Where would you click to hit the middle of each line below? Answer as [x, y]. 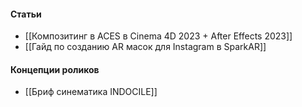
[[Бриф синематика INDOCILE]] [91, 92]
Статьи [26, 14]
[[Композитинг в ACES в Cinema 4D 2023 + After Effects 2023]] [158, 36]
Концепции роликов [55, 69]
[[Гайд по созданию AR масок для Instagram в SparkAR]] [145, 47]
